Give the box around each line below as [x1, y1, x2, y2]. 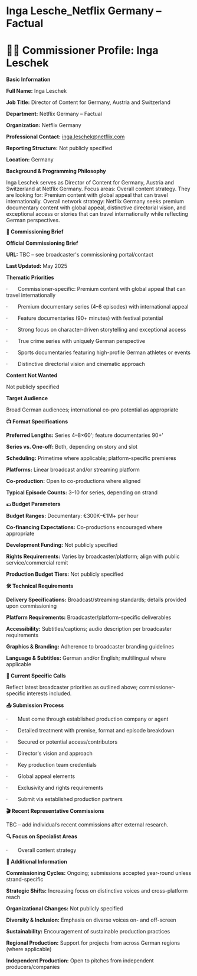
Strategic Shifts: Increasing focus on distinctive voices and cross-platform [6, 887, 188, 894]
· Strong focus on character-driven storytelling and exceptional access [6, 326, 186, 333]
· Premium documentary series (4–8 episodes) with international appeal [6, 303, 189, 310]
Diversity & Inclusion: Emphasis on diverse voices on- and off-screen [6, 916, 176, 923]
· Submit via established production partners [6, 796, 123, 803]
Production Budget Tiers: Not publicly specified [6, 570, 124, 578]
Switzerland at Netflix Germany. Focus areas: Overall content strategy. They [6, 185, 191, 193]
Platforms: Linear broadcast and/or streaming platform [6, 466, 140, 474]
